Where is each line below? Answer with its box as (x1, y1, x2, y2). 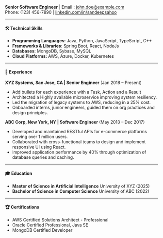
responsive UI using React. (12, 144, 66, 150)
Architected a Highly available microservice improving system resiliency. (12, 94, 157, 100)
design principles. (12, 110, 48, 116)
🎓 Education (5, 170, 33, 176)
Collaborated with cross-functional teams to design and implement (12, 139, 146, 145)
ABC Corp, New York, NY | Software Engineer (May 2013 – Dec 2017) (5, 119, 145, 125)
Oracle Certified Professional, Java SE (12, 222, 89, 228)
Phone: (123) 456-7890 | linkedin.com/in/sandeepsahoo (5, 9, 117, 15)
